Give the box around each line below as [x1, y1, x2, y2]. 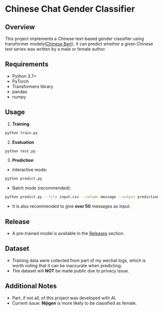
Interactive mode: [12, 167, 48, 173]
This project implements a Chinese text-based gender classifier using [5, 36, 144, 41]
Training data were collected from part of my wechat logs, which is [12, 257, 146, 263]
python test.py [5, 149, 36, 154]
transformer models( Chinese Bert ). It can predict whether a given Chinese [5, 41, 153, 47]
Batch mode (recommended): [12, 185, 71, 191]
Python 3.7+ [12, 73, 37, 79]
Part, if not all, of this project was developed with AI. [12, 295, 117, 301]
